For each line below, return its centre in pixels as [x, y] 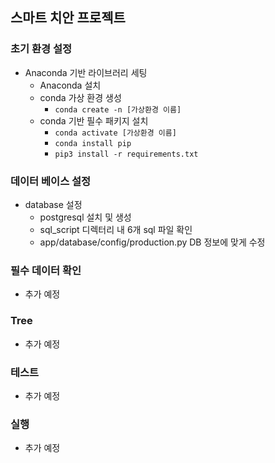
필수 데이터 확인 [46, 270]
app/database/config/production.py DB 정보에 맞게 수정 [152, 242]
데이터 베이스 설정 [51, 181]
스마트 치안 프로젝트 [68, 18]
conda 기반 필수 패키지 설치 [94, 120]
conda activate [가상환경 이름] [115, 133]
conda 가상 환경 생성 [80, 97]
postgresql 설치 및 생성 [85, 217]
